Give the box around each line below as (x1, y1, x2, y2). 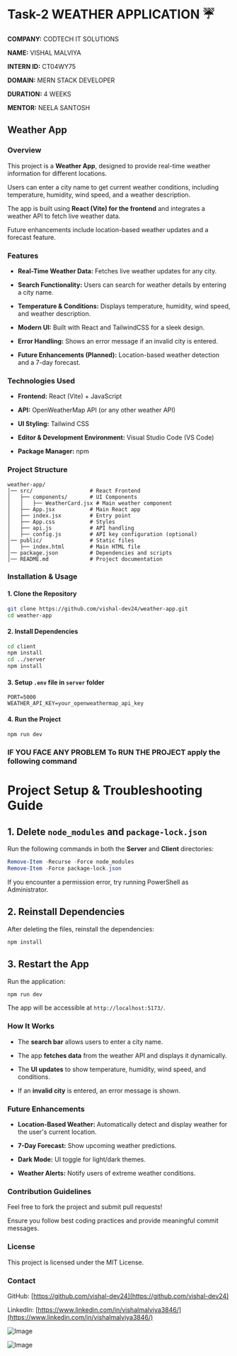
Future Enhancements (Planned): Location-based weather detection (17, 350, 220, 359)
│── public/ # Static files (7, 537, 134, 544)
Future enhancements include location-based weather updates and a (7, 225, 209, 234)
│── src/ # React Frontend (7, 487, 141, 494)
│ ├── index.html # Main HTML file (7, 543, 141, 550)
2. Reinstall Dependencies (7, 906, 125, 918)
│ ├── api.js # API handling (7, 524, 134, 532)
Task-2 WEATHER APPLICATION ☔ (7, 6, 215, 23)
